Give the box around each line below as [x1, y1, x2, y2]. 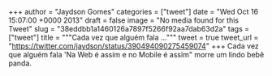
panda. [8, 58, 32, 68]
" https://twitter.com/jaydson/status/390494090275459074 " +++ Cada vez [8, 41, 260, 51]
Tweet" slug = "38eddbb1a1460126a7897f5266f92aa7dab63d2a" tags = [8, 24, 250, 33]
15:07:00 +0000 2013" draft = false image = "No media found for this [8, 15, 240, 25]
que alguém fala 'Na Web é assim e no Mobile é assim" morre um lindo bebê [8, 50, 265, 59]
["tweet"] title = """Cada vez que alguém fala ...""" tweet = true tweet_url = [8, 32, 259, 42]
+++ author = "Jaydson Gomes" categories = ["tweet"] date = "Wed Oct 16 [8, 7, 258, 16]
